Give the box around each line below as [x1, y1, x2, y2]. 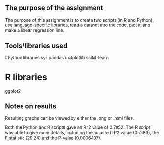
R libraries [5, 72, 47, 83]
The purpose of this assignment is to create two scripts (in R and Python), [5, 17, 154, 23]
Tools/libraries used [5, 42, 68, 50]
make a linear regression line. [5, 27, 65, 33]
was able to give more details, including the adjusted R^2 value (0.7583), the [5, 130, 159, 136]
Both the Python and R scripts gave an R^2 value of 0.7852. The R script [5, 124, 151, 130]
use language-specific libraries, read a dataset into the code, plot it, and [5, 22, 151, 28]
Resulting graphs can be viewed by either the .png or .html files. [5, 115, 134, 121]
